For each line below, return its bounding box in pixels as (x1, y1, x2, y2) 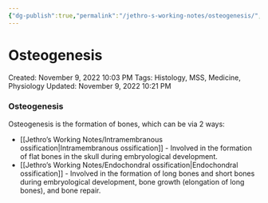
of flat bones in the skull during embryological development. (19, 151, 218, 161)
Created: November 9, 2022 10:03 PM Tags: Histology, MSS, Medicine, (8, 73, 242, 82)
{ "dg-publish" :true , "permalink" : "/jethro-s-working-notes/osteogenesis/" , (8, 11, 262, 20)
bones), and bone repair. (19, 185, 101, 195)
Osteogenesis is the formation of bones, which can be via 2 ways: (8, 119, 225, 129)
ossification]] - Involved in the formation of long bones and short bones (19, 169, 255, 178)
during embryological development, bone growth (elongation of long (19, 177, 245, 186)
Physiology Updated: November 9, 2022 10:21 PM (8, 81, 171, 90)
